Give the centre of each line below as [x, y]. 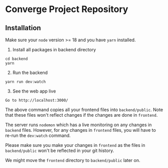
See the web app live [34, 91]
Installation [23, 28]
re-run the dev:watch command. [38, 135]
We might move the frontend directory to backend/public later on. [73, 160]
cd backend [17, 59]
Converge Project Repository [67, 9]
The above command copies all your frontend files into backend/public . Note [84, 110]
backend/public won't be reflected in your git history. [60, 150]
